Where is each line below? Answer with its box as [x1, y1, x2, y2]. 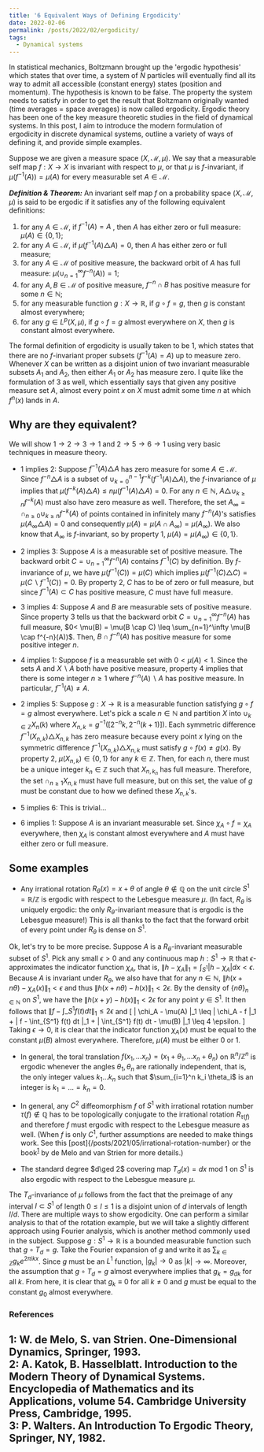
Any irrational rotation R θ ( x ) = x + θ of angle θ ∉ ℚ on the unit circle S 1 [20, 883, 250, 895]
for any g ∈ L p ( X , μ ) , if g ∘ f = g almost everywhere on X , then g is [20, 316, 235, 327]
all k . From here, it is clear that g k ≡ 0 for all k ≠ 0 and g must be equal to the [9, 1277, 257, 1288]
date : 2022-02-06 [9, 19, 66, 27]
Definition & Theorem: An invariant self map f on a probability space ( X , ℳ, [9, 188, 254, 198]
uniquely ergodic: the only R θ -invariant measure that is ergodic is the [20, 905, 244, 916]
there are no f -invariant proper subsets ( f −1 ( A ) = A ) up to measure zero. [9, 349, 241, 360]
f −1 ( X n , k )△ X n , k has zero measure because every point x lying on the [20, 730, 243, 743]
